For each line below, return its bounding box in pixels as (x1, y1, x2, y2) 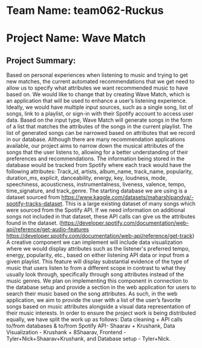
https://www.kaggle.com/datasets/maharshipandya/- (61, 194, 194, 201)
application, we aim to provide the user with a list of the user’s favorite (6, 297, 181, 304)
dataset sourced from (6, 194, 60, 201)
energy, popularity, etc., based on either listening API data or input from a (6, 252, 189, 259)
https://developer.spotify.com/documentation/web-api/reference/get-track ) (6, 232, 195, 240)
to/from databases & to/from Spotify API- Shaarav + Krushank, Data (6, 322, 175, 330)
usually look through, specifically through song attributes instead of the (6, 271, 184, 278)
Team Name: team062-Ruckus (6, 4, 164, 18)
